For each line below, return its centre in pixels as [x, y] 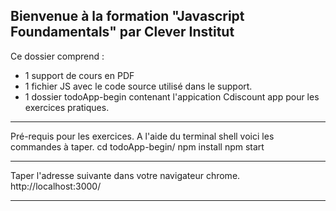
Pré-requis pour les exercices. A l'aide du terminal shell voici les [142, 136]
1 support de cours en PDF [79, 75]
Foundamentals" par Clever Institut [122, 32]
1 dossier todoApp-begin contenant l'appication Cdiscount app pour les [172, 96]
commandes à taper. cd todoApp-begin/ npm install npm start [137, 146]
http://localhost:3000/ [56, 186]
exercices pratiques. [67, 107]
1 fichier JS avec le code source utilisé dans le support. [138, 86]
